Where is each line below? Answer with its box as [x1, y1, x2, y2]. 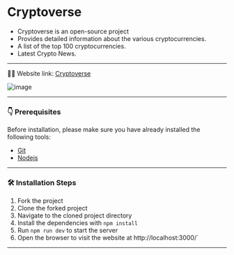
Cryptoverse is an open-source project [17, 27, 129, 35]
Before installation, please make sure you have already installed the [7, 126, 201, 134]
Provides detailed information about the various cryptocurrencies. [17, 34, 207, 42]
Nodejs [17, 154, 38, 162]
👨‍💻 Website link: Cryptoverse [7, 69, 91, 77]
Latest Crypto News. [17, 49, 77, 58]
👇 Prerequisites [7, 107, 61, 117]
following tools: [7, 133, 51, 141]
